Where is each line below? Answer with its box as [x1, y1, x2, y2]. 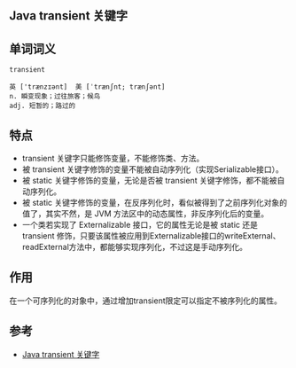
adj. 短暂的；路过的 [9, 101, 76, 111]
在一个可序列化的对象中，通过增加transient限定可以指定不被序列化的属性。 [9, 295, 282, 306]
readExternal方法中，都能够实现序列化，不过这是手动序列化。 [21, 242, 248, 253]
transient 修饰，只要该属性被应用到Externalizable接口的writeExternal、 [21, 231, 281, 241]
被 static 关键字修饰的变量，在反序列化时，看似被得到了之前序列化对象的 [21, 198, 288, 208]
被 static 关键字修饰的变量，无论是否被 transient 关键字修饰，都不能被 [21, 176, 277, 186]
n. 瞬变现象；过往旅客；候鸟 [9, 92, 101, 101]
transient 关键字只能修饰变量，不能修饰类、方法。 [21, 153, 205, 164]
